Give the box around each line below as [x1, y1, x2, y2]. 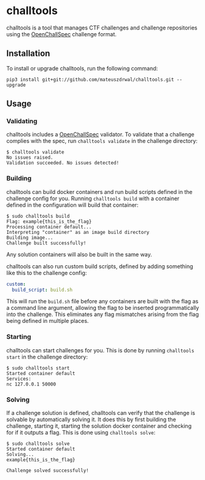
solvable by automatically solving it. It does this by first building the [6, 416, 176, 424]
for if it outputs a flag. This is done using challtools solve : [6, 429, 155, 436]
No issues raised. [6, 155, 53, 161]
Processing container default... [6, 223, 92, 230]
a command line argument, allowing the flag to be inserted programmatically [6, 304, 199, 312]
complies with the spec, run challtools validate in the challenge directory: [6, 137, 198, 145]
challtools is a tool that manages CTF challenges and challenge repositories [6, 24, 198, 31]
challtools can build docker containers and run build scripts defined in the [6, 188, 193, 195]
